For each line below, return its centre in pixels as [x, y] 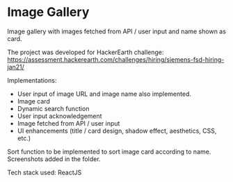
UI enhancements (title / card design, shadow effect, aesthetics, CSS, [117, 131]
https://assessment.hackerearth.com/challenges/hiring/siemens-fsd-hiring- [116, 59]
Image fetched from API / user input [69, 123]
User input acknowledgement [59, 116]
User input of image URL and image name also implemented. [104, 94]
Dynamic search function [53, 108]
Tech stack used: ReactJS [45, 172]
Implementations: [32, 80]
